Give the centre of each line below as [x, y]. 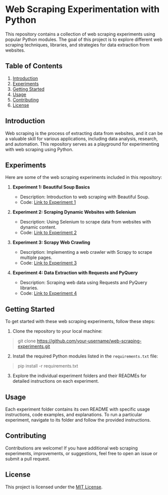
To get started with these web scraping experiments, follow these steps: [80, 322]
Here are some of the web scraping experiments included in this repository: [84, 177]
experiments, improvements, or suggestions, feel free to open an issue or [81, 453]
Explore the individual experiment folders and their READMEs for [79, 376]
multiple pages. [36, 258]
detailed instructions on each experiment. [56, 381]
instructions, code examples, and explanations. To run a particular [74, 415]
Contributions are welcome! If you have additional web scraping [71, 448]
